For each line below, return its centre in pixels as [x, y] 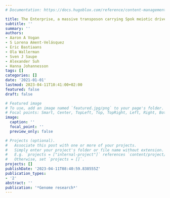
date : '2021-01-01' [26, 80]
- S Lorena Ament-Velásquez [35, 43]
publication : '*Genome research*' [42, 187]
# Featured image [24, 103]
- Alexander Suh [22, 61]
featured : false [22, 89]
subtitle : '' [19, 24]
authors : [14, 33]
